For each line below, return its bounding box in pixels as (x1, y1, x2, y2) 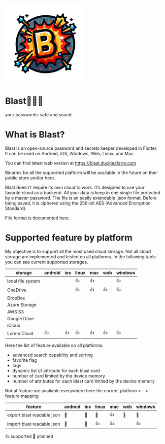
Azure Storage (7, 302, 37, 308)
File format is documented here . (5, 215, 70, 221)
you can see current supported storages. (5, 259, 89, 265)
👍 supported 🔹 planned (5, 433, 53, 440)
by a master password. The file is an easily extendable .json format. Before (5, 195, 157, 201)
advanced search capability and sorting (12, 352, 93, 358)
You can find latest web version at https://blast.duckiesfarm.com (5, 160, 136, 166)
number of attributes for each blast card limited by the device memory (12, 378, 155, 384)
